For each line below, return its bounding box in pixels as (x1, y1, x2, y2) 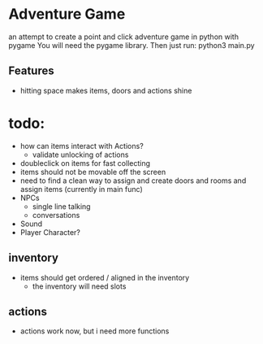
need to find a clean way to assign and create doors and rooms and (19, 176, 247, 185)
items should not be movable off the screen (19, 167, 166, 176)
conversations (32, 210, 80, 220)
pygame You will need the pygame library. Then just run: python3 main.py (8, 40, 255, 50)
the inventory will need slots (32, 281, 127, 291)
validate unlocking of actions (32, 150, 129, 159)
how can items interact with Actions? (19, 141, 144, 150)
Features (8, 64, 54, 78)
